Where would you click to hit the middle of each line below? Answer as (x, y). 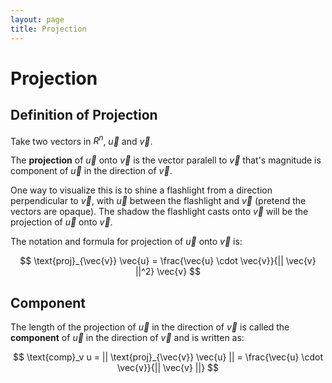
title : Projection (48, 29)
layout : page (37, 19)
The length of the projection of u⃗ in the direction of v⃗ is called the (150, 327)
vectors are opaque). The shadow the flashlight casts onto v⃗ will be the (159, 212)
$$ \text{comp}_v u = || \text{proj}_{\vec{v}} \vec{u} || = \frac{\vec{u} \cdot (168, 357)
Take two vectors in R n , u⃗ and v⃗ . (81, 140)
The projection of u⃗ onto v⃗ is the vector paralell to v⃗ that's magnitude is (166, 160)
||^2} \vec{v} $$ (168, 272)
